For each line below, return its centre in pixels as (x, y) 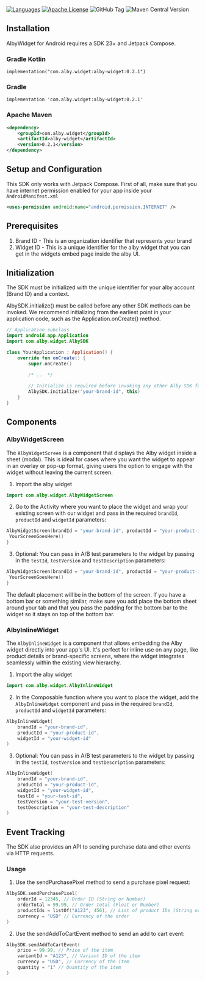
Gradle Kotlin (26, 59)
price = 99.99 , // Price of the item (65, 950)
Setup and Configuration (54, 169)
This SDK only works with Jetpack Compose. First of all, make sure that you (102, 184)
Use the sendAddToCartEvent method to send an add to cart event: (100, 933)
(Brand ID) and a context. (38, 294)
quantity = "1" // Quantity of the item (69, 968)
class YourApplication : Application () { (60, 353)
